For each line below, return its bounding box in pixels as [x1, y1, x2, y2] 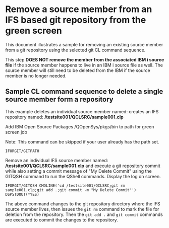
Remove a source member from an [5, 4, 152, 15]
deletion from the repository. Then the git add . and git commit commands [5, 211, 163, 217]
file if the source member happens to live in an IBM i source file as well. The [5, 62, 163, 68]
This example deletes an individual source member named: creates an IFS [5, 108, 159, 114]
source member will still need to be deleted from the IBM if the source [5, 67, 150, 73]
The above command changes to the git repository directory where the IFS [5, 200, 160, 207]
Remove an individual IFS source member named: [5, 157, 108, 163]
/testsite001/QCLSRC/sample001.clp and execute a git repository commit [5, 163, 160, 169]
